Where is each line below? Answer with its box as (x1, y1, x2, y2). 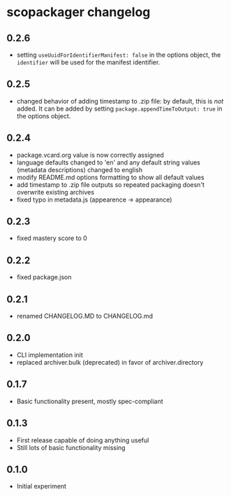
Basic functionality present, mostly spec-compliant (16, 397, 163, 405)
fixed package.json (16, 273, 72, 281)
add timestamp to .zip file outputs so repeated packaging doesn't (16, 180, 205, 189)
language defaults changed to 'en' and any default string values (16, 158, 200, 167)
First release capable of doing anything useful (16, 435, 149, 444)
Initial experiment (16, 482, 67, 491)
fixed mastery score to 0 (16, 234, 88, 242)
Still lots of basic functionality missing (16, 443, 126, 451)
